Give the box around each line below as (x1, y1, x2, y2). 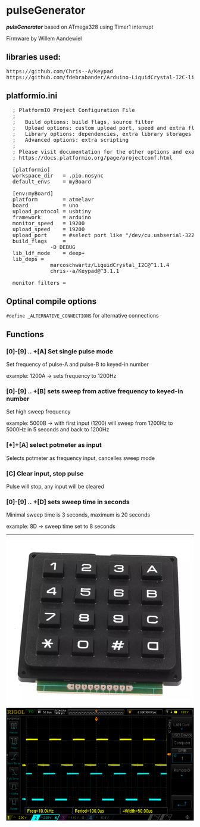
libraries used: (6, 52, 61, 63)
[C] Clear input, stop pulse (6, 469, 84, 477)
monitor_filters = (12, 279, 67, 286)
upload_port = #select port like (12, 232, 123, 238)
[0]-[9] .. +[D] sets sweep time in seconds (6, 498, 130, 506)
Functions (6, 329, 45, 340)
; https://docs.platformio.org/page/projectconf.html (12, 154, 173, 161)
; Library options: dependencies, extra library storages (12, 130, 192, 137)
